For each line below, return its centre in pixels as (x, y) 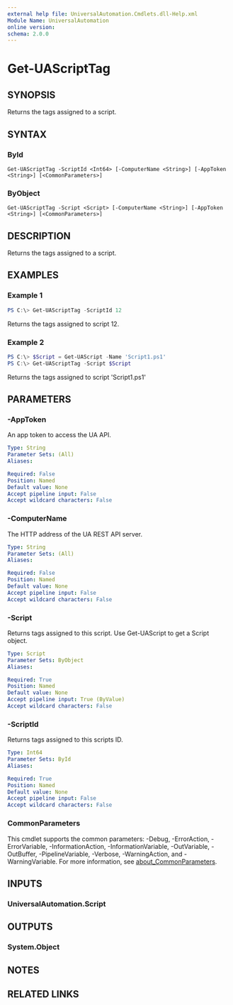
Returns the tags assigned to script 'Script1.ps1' (77, 377)
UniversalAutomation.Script (57, 904)
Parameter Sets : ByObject (45, 660)
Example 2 (26, 342)
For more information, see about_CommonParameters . (138, 861)
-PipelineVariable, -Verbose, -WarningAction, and (110, 854)
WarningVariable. (33, 861)
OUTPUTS (30, 927)
